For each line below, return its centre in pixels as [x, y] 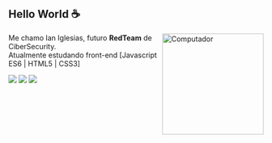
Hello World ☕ [45, 14]
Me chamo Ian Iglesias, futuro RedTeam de [80, 38]
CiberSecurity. [32, 46]
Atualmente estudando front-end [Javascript [83, 55]
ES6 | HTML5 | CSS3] [45, 63]
